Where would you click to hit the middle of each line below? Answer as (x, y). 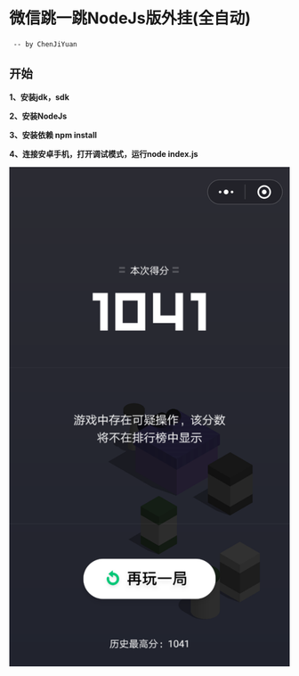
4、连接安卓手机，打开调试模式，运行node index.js (104, 153)
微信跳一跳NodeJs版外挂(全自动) (130, 18)
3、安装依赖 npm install (53, 135)
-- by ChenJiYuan (45, 44)
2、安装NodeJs (38, 116)
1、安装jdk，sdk (39, 97)
